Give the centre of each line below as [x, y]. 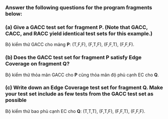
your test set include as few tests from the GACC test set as [79, 94]
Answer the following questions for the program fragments [79, 8]
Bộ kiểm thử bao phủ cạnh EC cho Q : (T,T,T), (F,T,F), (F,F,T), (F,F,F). [75, 111]
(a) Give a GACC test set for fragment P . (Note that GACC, [76, 27]
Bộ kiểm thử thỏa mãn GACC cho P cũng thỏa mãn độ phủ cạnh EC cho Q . [82, 75]
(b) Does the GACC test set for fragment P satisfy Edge [73, 58]
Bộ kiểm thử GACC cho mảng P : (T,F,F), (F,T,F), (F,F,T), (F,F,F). [70, 45]
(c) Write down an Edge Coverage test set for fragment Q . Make [84, 88]
